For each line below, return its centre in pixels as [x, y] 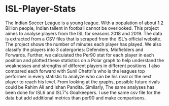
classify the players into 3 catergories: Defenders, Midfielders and [74, 49]
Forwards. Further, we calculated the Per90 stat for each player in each [80, 55]
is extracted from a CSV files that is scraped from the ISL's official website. [83, 39]
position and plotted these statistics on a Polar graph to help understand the [85, 60]
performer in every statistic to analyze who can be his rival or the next [78, 76]
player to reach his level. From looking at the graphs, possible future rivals [82, 82]
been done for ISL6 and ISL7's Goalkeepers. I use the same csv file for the [83, 92]
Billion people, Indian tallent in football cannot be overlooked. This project [82, 28]
